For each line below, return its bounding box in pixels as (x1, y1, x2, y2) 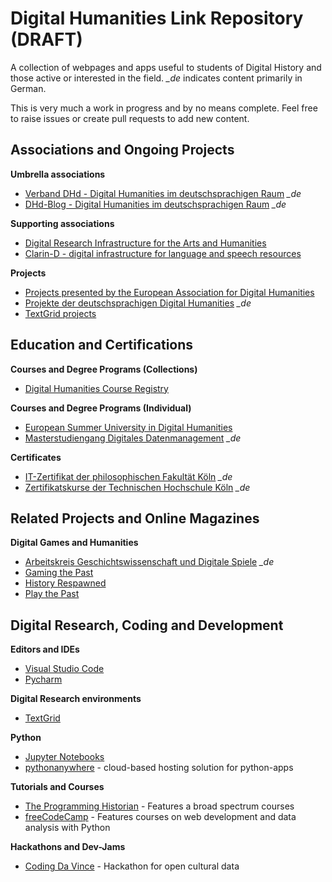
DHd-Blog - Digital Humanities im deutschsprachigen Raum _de (24, 198, 287, 210)
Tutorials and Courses (10, 781, 105, 793)
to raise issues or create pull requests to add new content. (10, 112, 250, 124)
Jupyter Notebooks (24, 751, 105, 763)
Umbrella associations (10, 168, 106, 180)
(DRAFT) (10, 28, 83, 51)
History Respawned (24, 577, 107, 589)
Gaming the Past (24, 567, 94, 579)
